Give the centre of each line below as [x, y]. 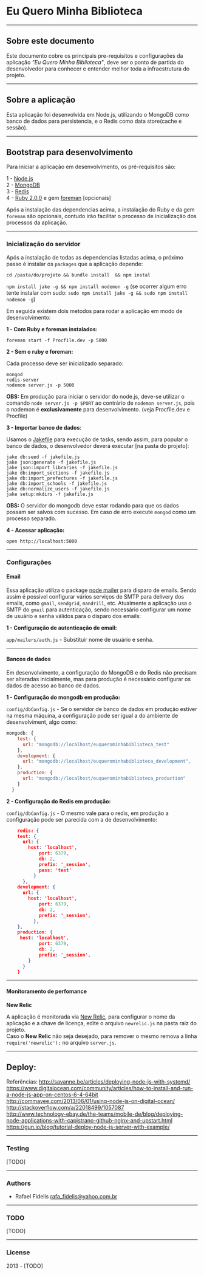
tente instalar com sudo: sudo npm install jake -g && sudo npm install [97, 292]
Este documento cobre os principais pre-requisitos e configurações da [95, 55]
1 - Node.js [20, 179]
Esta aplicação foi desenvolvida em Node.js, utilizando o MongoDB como [98, 114]
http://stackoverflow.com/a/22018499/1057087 [65, 1108]
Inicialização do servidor [43, 244]
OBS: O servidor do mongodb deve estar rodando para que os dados [93, 505]
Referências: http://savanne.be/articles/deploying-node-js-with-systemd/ [98, 1082]
